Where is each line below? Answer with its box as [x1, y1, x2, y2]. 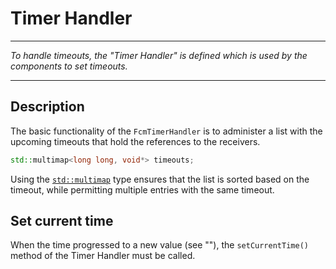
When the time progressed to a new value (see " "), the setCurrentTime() [10, 239, 309, 251]
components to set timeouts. [10, 60, 128, 72]
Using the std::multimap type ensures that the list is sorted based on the [10, 173, 310, 185]
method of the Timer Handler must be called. [10, 250, 196, 262]
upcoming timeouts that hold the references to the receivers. [10, 135, 261, 147]
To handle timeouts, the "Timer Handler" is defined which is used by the [10, 49, 308, 61]
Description [10, 98, 85, 116]
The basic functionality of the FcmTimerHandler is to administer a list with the [10, 125, 323, 137]
